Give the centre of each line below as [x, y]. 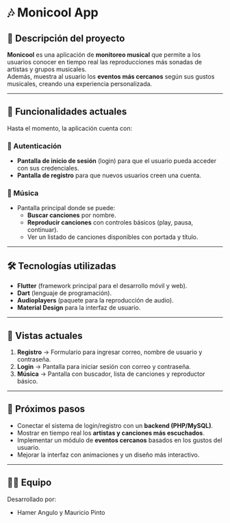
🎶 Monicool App [53, 13]
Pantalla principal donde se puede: [66, 208]
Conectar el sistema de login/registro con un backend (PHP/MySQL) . [115, 425]
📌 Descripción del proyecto [66, 38]
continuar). [43, 230]
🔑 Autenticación [34, 146]
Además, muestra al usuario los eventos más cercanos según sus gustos [111, 76]
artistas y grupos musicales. [47, 69]
